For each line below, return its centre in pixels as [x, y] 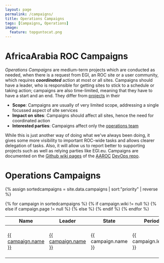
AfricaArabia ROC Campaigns [67, 56]
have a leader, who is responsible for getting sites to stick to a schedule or [80, 85]
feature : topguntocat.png [36, 32]
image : [12, 28]
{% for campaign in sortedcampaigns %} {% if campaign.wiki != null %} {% [81, 204]
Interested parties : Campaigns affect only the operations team [75, 126]
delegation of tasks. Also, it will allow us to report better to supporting [75, 145]
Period [152, 221]
